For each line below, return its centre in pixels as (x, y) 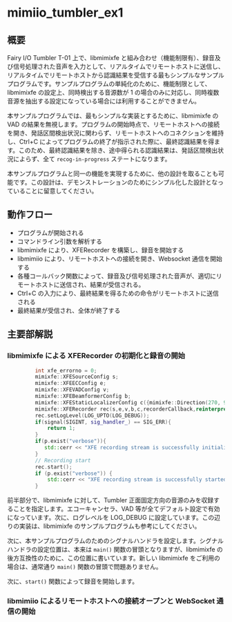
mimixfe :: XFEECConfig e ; (71, 384)
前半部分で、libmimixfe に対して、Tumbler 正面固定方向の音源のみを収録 (110, 500)
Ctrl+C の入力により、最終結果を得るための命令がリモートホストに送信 (118, 293)
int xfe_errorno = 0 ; (66, 370)
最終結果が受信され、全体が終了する (69, 310)
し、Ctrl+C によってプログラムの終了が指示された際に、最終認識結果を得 (111, 142)
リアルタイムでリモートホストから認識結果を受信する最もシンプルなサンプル (116, 75)
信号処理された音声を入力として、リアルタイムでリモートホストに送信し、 (118, 66)
